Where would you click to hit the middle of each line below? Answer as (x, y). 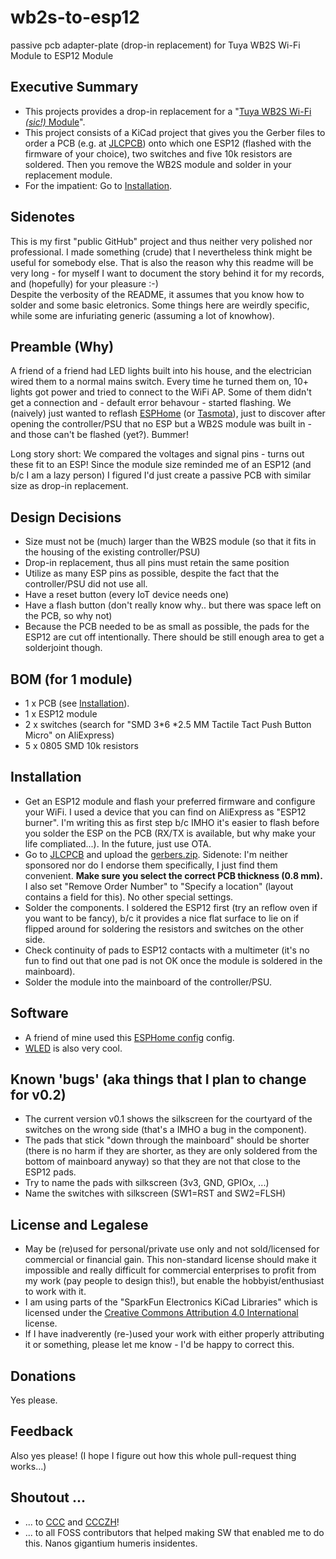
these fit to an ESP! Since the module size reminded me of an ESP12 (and (161, 465)
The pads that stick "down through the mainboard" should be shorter (167, 1140)
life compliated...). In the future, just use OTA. (118, 843)
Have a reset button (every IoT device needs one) (127, 595)
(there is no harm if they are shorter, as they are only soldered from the (171, 1151)
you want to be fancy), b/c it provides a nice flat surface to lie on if (162, 918)
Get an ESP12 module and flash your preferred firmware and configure (170, 801)
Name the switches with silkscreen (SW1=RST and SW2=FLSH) (155, 1193)
